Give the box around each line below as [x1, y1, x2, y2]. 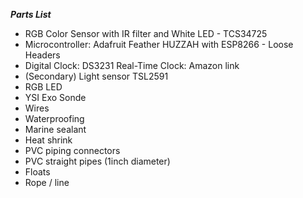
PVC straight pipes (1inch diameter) [24, 155, 171, 167]
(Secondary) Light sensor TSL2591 [24, 70, 169, 82]
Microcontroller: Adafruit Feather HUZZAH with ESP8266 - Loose [24, 39, 294, 50]
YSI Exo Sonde [24, 92, 87, 103]
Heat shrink [24, 134, 73, 146]
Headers [24, 49, 61, 61]
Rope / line [24, 177, 70, 188]
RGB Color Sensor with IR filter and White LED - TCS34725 [24, 28, 268, 39]
